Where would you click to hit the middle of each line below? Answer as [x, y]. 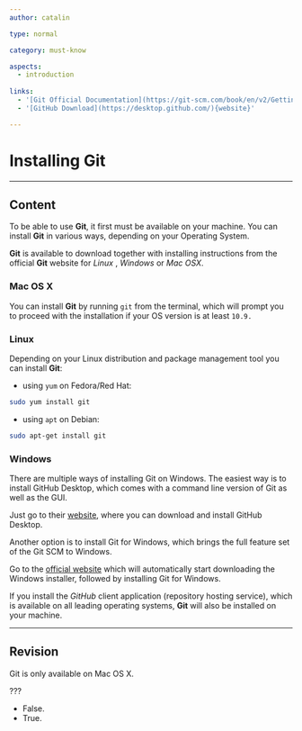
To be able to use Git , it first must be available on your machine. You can [144, 227]
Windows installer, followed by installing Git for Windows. [115, 579]
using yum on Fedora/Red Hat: [77, 385]
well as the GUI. [38, 498]
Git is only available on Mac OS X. [72, 673]
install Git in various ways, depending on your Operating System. [129, 236]
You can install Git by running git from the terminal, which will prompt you [147, 306]
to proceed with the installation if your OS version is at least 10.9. [131, 315]
